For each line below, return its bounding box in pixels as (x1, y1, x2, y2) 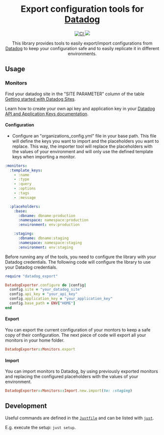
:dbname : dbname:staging (18, 236, 69, 241)
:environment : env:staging (18, 245, 73, 250)
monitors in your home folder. (5, 337, 65, 343)
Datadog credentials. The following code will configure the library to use (5, 259, 151, 265)
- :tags (14, 190, 29, 196)
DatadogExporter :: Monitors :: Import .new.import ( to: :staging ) (5, 388, 133, 393)
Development (5, 402, 47, 410)
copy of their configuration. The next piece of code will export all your (5, 332, 146, 338)
